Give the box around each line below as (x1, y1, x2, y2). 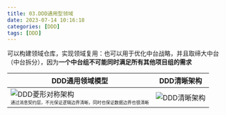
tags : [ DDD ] (7, 29, 41, 37)
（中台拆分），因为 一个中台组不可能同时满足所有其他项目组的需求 (7, 58, 192, 67)
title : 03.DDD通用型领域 (7, 10, 74, 17)
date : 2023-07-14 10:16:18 (7, 17, 85, 24)
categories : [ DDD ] (7, 23, 60, 30)
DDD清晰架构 (158, 76, 203, 86)
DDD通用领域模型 (51, 76, 109, 86)
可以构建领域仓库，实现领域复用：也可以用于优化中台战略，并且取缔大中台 (7, 49, 219, 57)
